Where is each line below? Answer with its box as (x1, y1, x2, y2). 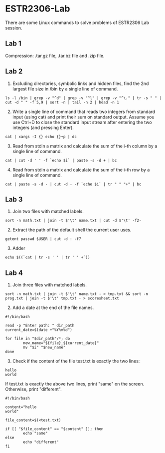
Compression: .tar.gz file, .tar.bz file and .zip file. (5, 52, 105, 58)
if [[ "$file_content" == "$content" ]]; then (5, 426, 104, 431)
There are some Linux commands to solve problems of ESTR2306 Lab (5, 19, 150, 25)
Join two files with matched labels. (12, 208, 84, 214)
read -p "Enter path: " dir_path (5, 323, 75, 328)
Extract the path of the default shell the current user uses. (12, 227, 132, 233)
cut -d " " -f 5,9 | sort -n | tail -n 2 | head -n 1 (5, 99, 120, 105)
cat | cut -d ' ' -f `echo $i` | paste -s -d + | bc (5, 158, 117, 163)
